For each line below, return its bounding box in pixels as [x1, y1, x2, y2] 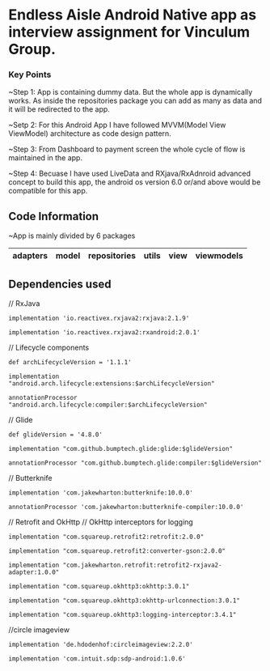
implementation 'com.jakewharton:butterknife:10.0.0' [8, 489, 194, 497]
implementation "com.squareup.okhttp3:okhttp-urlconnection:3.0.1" [8, 597, 241, 605]
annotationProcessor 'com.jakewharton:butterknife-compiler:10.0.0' [8, 503, 244, 512]
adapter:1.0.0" [8, 568, 60, 576]
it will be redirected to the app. [8, 104, 111, 114]
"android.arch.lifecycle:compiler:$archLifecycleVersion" [8, 401, 208, 410]
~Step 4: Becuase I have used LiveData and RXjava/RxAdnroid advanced [8, 168, 251, 179]
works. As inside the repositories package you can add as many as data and [8, 96, 263, 106]
